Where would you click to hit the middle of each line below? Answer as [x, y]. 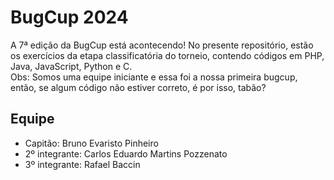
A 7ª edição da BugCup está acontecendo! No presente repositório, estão [162, 45]
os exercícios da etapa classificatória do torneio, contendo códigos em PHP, [167, 55]
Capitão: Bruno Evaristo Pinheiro [91, 143]
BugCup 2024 [69, 17]
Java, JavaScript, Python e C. [71, 66]
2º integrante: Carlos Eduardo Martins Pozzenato [126, 153]
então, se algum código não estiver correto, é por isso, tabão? [138, 87]
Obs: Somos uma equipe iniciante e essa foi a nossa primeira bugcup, [154, 77]
